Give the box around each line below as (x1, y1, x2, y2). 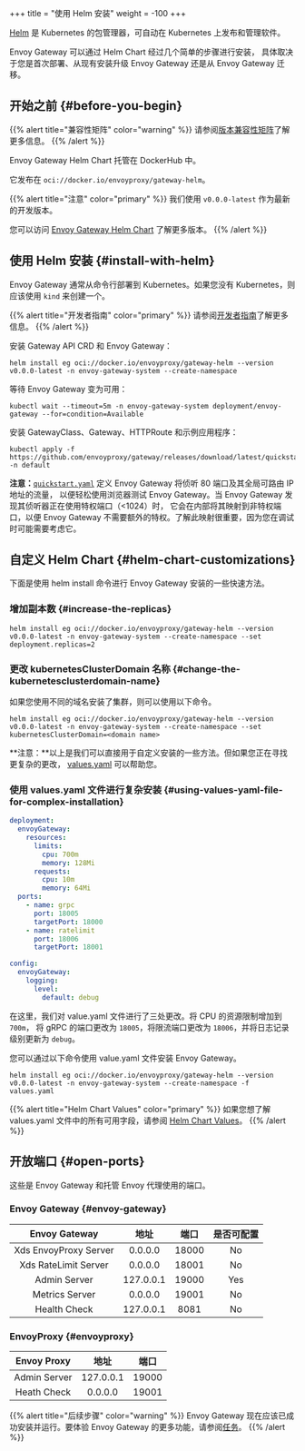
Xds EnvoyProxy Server (14, 1243, 114, 1256)
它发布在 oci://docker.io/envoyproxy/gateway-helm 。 (9, 173, 211, 184)
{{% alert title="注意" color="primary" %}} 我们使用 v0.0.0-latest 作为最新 (9, 193, 290, 204)
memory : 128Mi (42, 858, 95, 867)
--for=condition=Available (42, 410, 144, 419)
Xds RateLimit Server (19, 1259, 109, 1271)
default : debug (42, 992, 100, 1002)
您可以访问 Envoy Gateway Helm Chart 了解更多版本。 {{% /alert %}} (9, 223, 268, 234)
